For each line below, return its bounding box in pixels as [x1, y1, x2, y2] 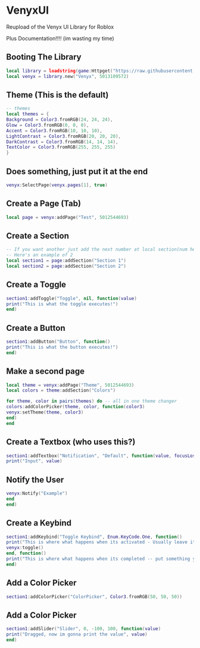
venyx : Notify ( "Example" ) [6, 490, 68, 497]
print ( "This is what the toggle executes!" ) [6, 301, 118, 307]
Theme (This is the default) [6, 90, 109, 100]
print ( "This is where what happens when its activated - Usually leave [6, 539, 187, 545]
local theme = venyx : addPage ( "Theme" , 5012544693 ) [6, 382, 135, 388]
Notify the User [6, 474, 64, 485]
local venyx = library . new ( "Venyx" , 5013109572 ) [6, 73, 129, 79]
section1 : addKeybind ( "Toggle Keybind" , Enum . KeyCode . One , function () [6, 534, 183, 540]
